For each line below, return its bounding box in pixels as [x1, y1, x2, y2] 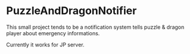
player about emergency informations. [6, 29, 100, 36]
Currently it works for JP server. [6, 41, 85, 48]
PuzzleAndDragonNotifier [6, 4, 137, 18]
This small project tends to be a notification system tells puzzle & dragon [6, 23, 185, 31]
